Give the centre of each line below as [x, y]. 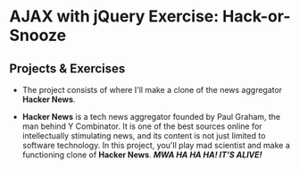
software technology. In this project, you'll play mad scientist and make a [156, 145]
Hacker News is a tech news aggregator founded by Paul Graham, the [151, 117]
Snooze [38, 35]
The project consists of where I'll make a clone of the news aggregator [152, 90]
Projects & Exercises [67, 68]
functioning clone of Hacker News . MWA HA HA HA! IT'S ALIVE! [142, 155]
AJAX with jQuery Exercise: [114, 17]
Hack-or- [256, 17]
